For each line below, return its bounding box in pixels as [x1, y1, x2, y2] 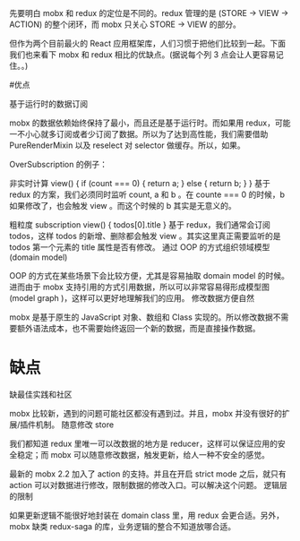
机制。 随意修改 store [35, 419, 115, 430]
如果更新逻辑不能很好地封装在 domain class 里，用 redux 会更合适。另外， [9, 510, 285, 520]
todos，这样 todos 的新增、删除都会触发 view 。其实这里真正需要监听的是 [9, 231, 281, 241]
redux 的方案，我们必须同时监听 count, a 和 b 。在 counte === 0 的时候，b [9, 189, 285, 200]
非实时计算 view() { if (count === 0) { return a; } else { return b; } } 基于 [9, 178, 270, 188]
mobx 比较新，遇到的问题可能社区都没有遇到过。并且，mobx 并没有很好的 [9, 408, 282, 418]
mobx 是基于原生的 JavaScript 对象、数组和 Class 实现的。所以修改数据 [9, 312, 273, 322]
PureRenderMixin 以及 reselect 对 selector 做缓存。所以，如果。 [9, 140, 246, 150]
